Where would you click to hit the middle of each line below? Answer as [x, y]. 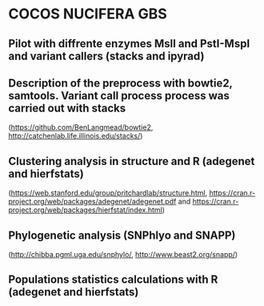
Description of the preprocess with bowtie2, [120, 83]
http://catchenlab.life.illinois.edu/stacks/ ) [76, 136]
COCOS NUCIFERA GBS [88, 14]
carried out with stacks [67, 108]
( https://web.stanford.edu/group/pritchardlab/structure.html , [108, 193]
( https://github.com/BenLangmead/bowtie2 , [81, 127]
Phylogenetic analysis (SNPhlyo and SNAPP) [122, 235]
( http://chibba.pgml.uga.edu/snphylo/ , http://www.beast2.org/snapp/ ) [123, 255]
